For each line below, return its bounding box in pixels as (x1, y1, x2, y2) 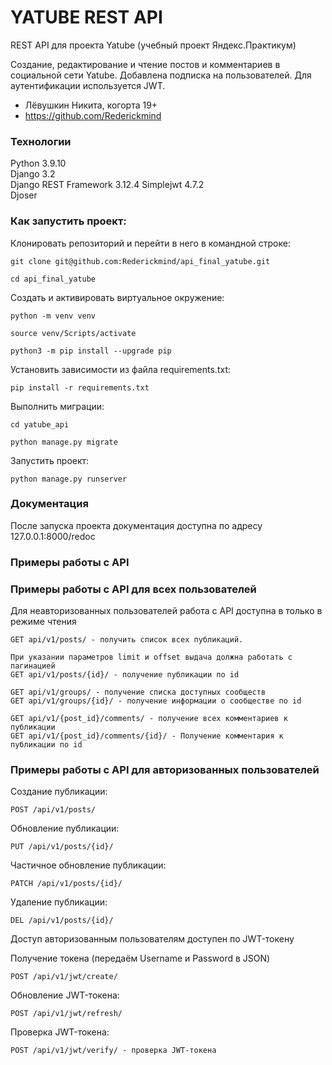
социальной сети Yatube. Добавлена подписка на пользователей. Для (10, 69, 312, 81)
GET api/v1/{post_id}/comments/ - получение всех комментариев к (10, 714, 288, 724)
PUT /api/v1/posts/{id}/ (10, 842, 114, 852)
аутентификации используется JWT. (10, 79, 166, 91)
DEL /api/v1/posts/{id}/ (10, 916, 114, 926)
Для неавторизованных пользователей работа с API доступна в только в (10, 605, 323, 617)
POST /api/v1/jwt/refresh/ (10, 1009, 123, 1019)
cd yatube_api (10, 419, 70, 430)
